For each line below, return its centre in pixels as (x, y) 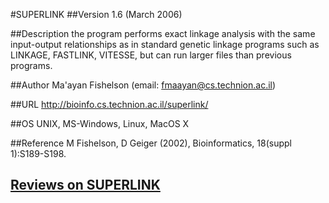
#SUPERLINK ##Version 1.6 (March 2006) (96, 14)
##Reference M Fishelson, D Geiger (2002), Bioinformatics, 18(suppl (151, 143)
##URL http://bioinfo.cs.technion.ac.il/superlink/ (109, 104)
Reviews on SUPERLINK (85, 185)
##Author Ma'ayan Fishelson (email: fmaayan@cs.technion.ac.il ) (143, 85)
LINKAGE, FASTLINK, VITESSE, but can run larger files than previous (151, 55)
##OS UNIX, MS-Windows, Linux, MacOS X (100, 123)
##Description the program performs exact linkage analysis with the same (163, 33)
